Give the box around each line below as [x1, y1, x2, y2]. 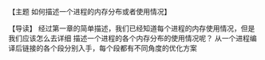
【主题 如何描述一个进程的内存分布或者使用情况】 [8, 7, 172, 16]
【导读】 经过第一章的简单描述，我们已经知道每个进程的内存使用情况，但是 [8, 24, 255, 33]
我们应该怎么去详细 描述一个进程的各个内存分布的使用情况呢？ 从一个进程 [8, 34, 250, 43]
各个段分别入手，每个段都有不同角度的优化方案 [42, 43, 197, 53]
